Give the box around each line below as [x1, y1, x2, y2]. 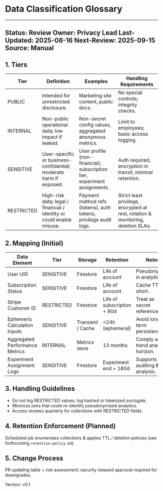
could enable [42, 217, 72, 223]
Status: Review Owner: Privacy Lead [5, 29, 117, 37]
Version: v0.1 [5, 482, 31, 488]
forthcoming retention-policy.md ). [5, 440, 75, 446]
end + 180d [102, 365, 130, 372]
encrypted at [118, 204, 147, 211]
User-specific [42, 151, 74, 158]
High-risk [42, 192, 65, 199]
